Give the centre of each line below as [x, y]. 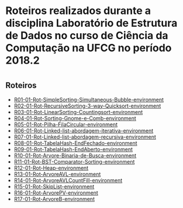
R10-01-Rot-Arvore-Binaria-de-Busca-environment [75, 155]
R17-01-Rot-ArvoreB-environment [54, 199]
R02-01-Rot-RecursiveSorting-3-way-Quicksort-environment [87, 106]
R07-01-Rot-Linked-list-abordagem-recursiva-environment [85, 137]
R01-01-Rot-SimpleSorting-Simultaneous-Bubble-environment [89, 99]
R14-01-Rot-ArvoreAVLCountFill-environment [68, 180]
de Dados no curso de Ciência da [87, 36]
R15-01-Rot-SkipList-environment [54, 186]
